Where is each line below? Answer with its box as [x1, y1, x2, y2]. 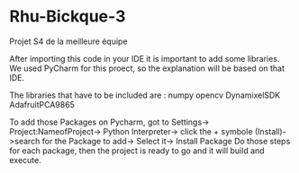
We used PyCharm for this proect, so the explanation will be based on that [9, 63, 285, 74]
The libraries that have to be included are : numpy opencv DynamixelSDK [9, 90, 281, 100]
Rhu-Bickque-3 [9, 6, 126, 27]
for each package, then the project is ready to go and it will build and [9, 145, 265, 156]
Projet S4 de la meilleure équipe [9, 36, 128, 47]
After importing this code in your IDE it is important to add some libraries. [9, 53, 280, 64]
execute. [9, 154, 42, 165]
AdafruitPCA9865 [9, 99, 75, 109]
